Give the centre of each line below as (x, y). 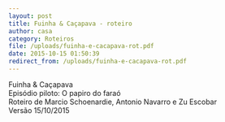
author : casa (30, 31)
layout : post (30, 16)
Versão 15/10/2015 (39, 110)
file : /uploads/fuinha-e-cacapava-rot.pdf (81, 46)
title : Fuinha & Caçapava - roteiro (70, 24)
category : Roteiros (41, 39)
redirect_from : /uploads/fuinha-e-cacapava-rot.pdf (97, 62)
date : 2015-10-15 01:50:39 (54, 54)
